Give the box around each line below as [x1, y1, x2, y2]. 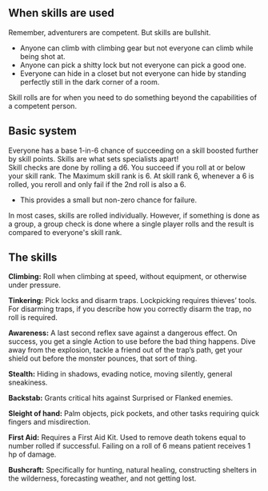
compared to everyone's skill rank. [8, 227, 122, 237]
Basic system [8, 124, 78, 138]
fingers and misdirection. [8, 417, 90, 427]
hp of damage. [8, 449, 57, 459]
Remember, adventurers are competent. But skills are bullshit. [8, 27, 211, 37]
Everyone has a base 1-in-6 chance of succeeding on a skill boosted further [8, 146, 258, 155]
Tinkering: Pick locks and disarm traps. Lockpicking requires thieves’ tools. [8, 296, 258, 305]
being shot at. [19, 51, 66, 61]
